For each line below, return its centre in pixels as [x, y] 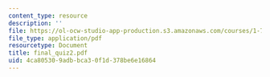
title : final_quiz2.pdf [48, 53]
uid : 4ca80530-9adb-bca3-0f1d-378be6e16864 [82, 61]
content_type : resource [48, 16]
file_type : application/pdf [55, 38]
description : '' [35, 23]
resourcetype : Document [48, 46]
